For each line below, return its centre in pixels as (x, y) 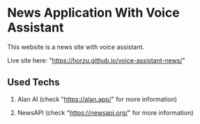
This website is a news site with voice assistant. (76, 47)
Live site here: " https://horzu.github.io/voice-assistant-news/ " (97, 60)
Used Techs (33, 83)
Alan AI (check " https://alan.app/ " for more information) (97, 99)
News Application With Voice (93, 13)
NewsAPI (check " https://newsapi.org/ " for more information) (105, 112)
